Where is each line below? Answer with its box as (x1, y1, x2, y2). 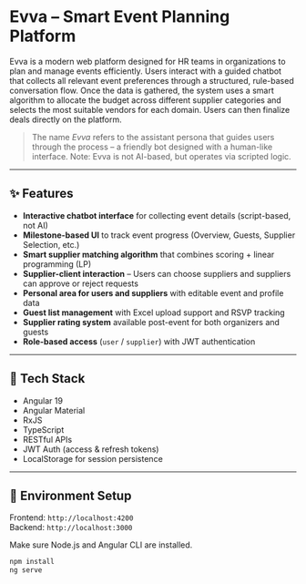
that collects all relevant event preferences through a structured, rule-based (9, 75, 294, 86)
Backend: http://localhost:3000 (9, 522, 133, 533)
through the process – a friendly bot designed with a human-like (31, 141, 273, 152)
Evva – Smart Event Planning (9, 6, 230, 27)
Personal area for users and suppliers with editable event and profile (22, 287, 284, 298)
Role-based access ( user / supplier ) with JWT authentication (22, 335, 256, 347)
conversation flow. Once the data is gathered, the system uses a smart (9, 85, 275, 96)
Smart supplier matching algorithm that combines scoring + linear (22, 249, 275, 260)
